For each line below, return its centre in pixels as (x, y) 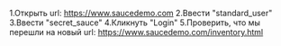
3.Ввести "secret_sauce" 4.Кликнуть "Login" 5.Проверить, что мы (135, 23)
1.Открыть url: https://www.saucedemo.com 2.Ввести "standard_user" (141, 13)
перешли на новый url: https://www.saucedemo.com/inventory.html (136, 32)
